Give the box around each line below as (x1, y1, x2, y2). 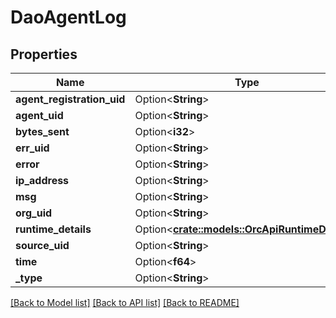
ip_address (15, 174, 70, 187)
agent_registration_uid (15, 92, 126, 106)
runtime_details (15, 222, 92, 236)
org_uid (15, 206, 53, 220)
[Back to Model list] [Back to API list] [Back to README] (10, 297, 240, 308)
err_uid (15, 141, 50, 155)
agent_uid (15, 109, 64, 122)
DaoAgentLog (10, 6, 127, 29)
